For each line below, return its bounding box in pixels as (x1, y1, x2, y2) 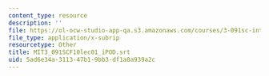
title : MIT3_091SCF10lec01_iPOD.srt (8, 48, 130, 56)
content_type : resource (8, 11, 88, 20)
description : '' (8, 19, 62, 27)
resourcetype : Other (8, 41, 78, 49)
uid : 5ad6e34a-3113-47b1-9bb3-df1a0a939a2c (8, 56, 156, 64)
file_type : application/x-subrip (8, 33, 120, 42)
